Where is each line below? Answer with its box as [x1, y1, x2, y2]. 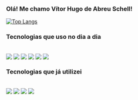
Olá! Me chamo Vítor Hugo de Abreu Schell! [6, 5, 133, 13]
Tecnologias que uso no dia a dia [6, 33, 102, 41]
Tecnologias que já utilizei [6, 67, 82, 75]
